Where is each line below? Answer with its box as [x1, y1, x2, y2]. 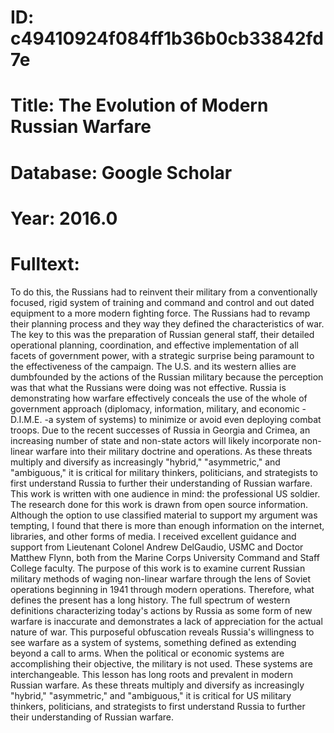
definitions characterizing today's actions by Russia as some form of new [10, 604, 313, 616]
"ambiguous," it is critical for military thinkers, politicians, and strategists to [10, 466, 318, 478]
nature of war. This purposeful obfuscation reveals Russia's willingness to [10, 626, 315, 638]
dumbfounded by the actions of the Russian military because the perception [10, 371, 324, 383]
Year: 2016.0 [10, 207, 118, 230]
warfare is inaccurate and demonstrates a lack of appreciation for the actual [10, 615, 323, 627]
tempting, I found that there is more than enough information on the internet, [10, 519, 325, 531]
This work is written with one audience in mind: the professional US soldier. [10, 487, 321, 500]
